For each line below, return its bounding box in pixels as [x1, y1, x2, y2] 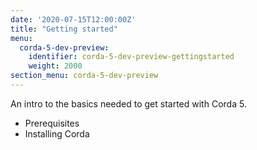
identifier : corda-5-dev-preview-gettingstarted [28, 52, 235, 62]
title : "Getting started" [10, 24, 118, 34]
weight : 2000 [28, 61, 83, 71]
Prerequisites [24, 117, 80, 129]
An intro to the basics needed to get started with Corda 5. [10, 97, 247, 110]
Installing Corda [24, 127, 90, 140]
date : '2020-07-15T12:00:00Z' [10, 14, 137, 25]
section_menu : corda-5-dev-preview [10, 71, 159, 81]
